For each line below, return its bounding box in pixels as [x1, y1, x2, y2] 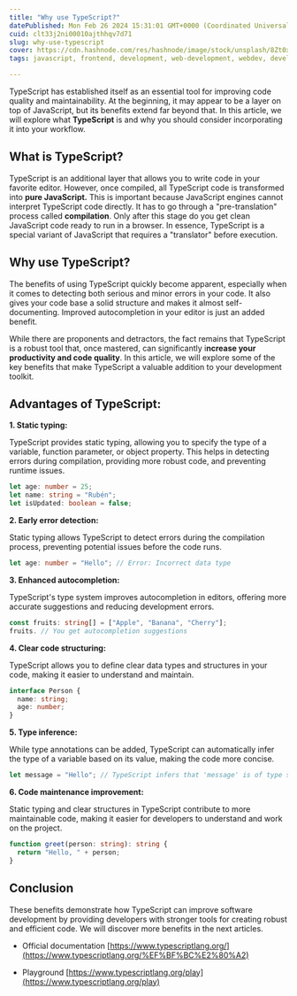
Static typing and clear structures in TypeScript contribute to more [9, 804, 251, 815]
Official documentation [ [21, 940, 110, 951]
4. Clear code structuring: [9, 643, 106, 653]
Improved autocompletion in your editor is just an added [61, 306, 265, 317]
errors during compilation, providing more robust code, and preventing [9, 456, 267, 467]
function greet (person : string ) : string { [9, 840, 168, 849]
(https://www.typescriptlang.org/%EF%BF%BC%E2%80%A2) [21, 949, 249, 961]
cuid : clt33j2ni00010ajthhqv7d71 [9, 29, 133, 38]
